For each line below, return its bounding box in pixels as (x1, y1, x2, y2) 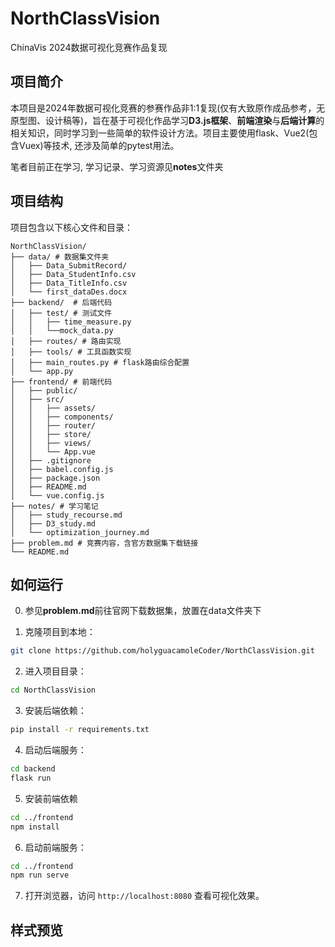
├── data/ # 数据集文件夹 (10, 252, 110, 262)
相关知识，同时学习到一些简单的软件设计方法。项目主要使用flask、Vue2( (10, 127, 310, 139)
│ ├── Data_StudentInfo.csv (10, 269, 137, 279)
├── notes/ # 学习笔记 (10, 501, 99, 511)
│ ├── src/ (10, 394, 65, 404)
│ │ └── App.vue (10, 447, 97, 457)
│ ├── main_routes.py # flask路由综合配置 (10, 357, 190, 367)
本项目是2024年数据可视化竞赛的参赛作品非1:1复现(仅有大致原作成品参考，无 (10, 102, 326, 114)
